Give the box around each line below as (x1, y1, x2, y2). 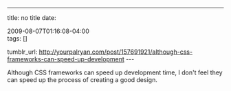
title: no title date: (7, 14, 56, 21)
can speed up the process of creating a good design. (7, 76, 158, 83)
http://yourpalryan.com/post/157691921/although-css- (38, 48, 193, 56)
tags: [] (7, 34, 27, 42)
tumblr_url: (7, 48, 38, 56)
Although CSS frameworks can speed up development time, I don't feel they (7, 68, 223, 77)
